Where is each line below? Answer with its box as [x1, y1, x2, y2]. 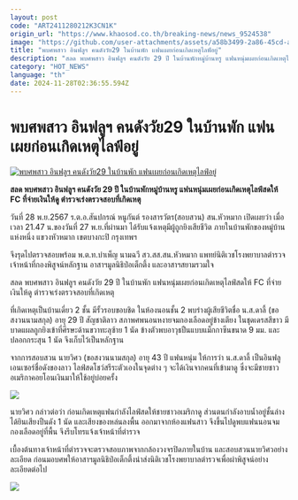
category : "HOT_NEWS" [10, 63, 90, 72]
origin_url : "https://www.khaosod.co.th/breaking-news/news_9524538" [10, 29, 272, 38]
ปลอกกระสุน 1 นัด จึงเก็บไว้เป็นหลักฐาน [10, 334, 125, 345]
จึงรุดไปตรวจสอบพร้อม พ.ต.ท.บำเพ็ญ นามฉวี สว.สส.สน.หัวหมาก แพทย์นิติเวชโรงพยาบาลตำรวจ [10, 249, 286, 259]
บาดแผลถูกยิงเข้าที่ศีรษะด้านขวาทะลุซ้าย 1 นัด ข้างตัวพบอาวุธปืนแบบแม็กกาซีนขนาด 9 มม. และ [10, 324, 280, 335]
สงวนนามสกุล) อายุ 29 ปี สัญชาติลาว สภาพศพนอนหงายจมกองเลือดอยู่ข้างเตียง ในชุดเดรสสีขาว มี [10, 314, 289, 325]
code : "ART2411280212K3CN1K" [10, 21, 118, 30]
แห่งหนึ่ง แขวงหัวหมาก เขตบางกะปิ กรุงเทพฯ [10, 231, 138, 242]
